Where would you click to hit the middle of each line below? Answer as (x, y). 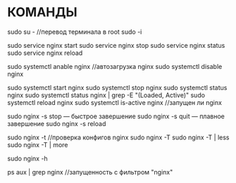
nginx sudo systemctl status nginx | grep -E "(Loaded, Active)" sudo (106, 95)
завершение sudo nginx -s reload (57, 123)
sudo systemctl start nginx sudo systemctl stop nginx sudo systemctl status (117, 87)
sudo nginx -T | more (38, 144)
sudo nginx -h (27, 158)
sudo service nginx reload (45, 53)
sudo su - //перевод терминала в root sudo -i (75, 32)
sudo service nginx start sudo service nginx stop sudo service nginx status (116, 45)
